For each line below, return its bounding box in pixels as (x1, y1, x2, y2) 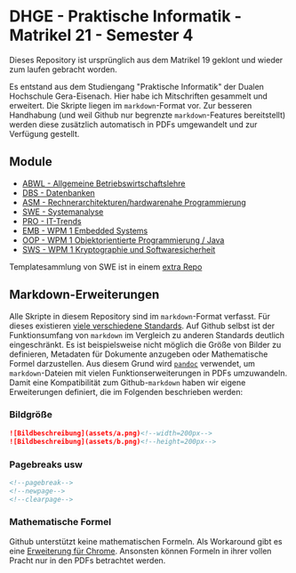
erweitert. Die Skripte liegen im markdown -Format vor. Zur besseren (9, 100, 252, 110)
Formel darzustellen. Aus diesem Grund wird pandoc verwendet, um (9, 358, 256, 368)
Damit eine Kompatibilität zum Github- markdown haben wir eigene (9, 376, 246, 388)
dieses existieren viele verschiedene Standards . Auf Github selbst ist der (9, 320, 276, 331)
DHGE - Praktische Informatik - (9, 6, 243, 27)
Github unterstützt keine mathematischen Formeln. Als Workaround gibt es (9, 536, 283, 546)
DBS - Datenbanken (21, 187, 95, 198)
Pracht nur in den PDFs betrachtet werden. (9, 554, 166, 566)
